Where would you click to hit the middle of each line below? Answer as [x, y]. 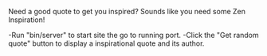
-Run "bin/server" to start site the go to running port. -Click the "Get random [133, 35]
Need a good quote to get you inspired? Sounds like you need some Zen [127, 11]
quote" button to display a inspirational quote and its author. [106, 43]
